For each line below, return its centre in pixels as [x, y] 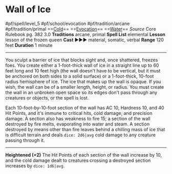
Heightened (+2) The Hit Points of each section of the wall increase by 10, [84, 155]
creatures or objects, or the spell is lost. [47, 97]
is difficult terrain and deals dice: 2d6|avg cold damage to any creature [81, 135]
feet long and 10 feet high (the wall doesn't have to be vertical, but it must [83, 70]
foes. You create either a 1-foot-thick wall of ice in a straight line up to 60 [82, 65]
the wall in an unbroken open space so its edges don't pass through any [81, 92]
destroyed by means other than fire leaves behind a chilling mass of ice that [85, 129]
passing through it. [25, 140]
